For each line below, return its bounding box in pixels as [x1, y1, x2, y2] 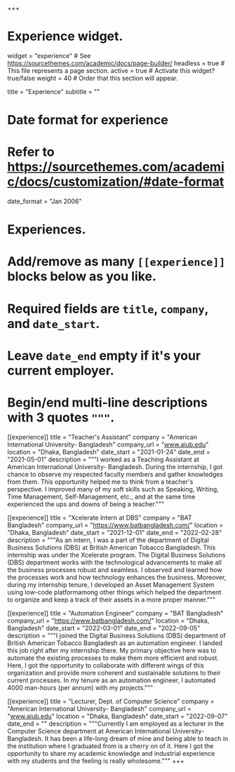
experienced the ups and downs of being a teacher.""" [7, 499, 165, 508]
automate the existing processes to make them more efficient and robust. [7, 654, 220, 662]
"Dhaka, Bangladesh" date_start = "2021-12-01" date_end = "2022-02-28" [7, 528, 222, 536]
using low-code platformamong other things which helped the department [7, 588, 222, 596]
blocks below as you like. [7, 269, 156, 285]
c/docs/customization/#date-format [7, 174, 224, 190]
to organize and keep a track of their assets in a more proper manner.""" [7, 595, 216, 604]
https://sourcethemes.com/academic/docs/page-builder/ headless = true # [7, 59, 225, 67]
